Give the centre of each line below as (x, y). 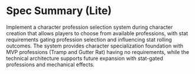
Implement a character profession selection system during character (90, 27)
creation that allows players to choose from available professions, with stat (97, 33)
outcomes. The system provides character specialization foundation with (95, 46)
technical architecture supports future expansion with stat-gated (85, 58)
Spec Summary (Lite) (59, 11)
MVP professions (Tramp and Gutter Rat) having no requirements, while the (98, 52)
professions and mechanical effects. (50, 64)
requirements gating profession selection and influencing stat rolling (89, 39)
